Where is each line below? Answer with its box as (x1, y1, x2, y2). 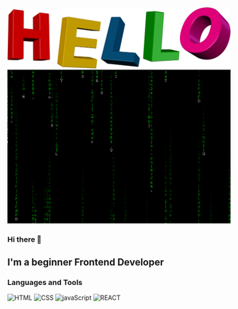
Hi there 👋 (7, 234, 42, 244)
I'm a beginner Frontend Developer (7, 257, 164, 269)
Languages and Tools (7, 277, 83, 287)
